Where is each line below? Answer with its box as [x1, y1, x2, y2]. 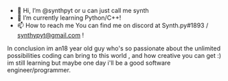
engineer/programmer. [7, 66, 71, 74]
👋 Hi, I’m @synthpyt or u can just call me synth [16, 7, 149, 14]
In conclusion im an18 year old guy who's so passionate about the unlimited [7, 44, 221, 52]
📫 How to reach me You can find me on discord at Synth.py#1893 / [16, 21, 209, 29]
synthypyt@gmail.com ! [16, 31, 84, 39]
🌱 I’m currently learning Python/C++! [16, 14, 122, 22]
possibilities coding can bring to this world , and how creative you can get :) [7, 52, 222, 59]
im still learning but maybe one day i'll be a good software [7, 59, 171, 67]
